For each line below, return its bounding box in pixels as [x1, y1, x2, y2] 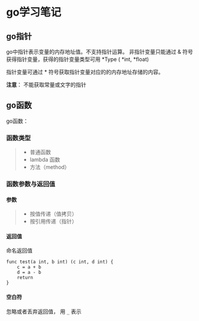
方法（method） [29, 163, 70, 171]
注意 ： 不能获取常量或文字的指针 [6, 81, 87, 88]
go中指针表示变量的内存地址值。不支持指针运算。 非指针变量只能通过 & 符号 [6, 49, 193, 55]
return [17, 275, 33, 281]
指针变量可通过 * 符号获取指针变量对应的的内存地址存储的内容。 [6, 68, 164, 75]
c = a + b [17, 264, 42, 270]
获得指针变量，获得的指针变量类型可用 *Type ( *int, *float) [6, 56, 149, 63]
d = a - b [17, 269, 42, 275]
